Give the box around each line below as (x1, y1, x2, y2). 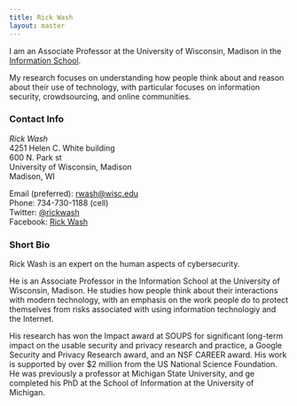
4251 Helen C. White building (9, 143, 115, 153)
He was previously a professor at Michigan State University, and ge (9, 369, 255, 379)
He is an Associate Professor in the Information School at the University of (9, 276, 281, 286)
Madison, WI (9, 170, 56, 182)
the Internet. (9, 314, 55, 324)
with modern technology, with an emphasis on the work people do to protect (9, 294, 289, 306)
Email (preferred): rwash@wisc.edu (9, 188, 139, 199)
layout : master (9, 21, 66, 30)
